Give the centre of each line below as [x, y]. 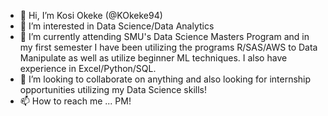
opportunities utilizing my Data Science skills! [113, 89]
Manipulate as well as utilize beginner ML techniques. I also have [153, 58]
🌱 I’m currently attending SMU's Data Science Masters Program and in [164, 36]
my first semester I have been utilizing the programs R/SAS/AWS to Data [168, 47]
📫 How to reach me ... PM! [75, 101]
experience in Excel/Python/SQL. [88, 68]
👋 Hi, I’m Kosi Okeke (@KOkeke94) [91, 15]
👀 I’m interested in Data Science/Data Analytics [117, 26]
